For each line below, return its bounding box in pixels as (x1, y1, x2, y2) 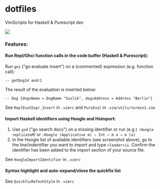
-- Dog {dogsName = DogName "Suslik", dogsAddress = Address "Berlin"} (5, 96, 153, 101)
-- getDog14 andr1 (5, 78, 42, 83)
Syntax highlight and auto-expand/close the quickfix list (5, 168, 121, 173)
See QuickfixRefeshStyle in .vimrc (5, 178, 74, 184)
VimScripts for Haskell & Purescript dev (5, 19, 84, 25)
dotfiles (5, 3, 37, 15)
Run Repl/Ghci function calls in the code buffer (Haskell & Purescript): (5, 52, 149, 59)
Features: (5, 40, 28, 47)
